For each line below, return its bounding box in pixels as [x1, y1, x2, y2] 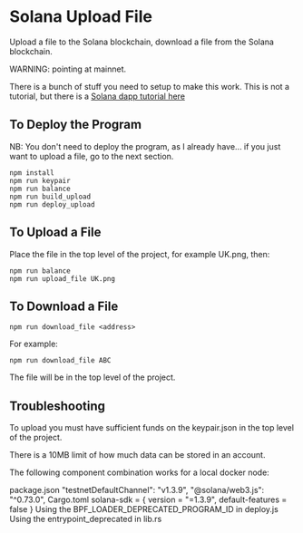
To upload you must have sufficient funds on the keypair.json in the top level [9, 422, 295, 433]
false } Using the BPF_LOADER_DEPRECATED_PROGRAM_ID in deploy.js [9, 504, 279, 515]
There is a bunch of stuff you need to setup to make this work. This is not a [9, 81, 290, 92]
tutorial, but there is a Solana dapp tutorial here [9, 91, 186, 102]
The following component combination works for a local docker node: [9, 467, 269, 478]
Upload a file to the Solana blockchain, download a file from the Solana [9, 36, 275, 47]
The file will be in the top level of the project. [9, 372, 176, 383]
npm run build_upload [9, 192, 92, 201]
